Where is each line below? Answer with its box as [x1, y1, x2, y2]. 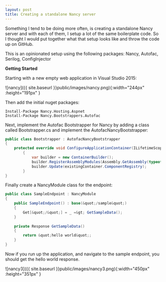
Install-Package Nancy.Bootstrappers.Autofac [5, 113, 100, 118]
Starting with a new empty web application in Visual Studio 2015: [5, 75, 137, 81]
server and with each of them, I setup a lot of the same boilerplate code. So [5, 31, 159, 36]
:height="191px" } [5, 90, 41, 96]
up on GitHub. [5, 41, 34, 47]
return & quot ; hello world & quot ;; [23, 233, 92, 238]
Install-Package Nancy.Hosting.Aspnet [5, 109, 85, 114]
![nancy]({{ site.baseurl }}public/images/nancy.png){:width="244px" [5, 84, 145, 90]
